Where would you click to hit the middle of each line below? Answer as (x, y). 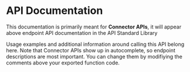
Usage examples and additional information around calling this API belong (95, 44)
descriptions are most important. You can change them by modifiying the (94, 56)
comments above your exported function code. (63, 63)
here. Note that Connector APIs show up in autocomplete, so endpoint (91, 50)
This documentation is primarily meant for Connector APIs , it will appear (94, 27)
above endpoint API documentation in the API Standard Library (82, 33)
